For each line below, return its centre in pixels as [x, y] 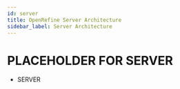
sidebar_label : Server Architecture [60, 26]
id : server [23, 13]
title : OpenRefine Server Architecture [64, 20]
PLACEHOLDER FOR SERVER [90, 60]
